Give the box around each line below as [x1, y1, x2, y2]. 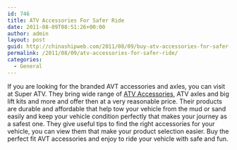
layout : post [7, 37, 46, 44]
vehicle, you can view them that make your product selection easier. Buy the [7, 127, 229, 135]
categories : [7, 56, 42, 63]
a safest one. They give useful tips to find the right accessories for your [7, 119, 215, 127]
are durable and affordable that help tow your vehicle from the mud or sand [7, 104, 226, 113]
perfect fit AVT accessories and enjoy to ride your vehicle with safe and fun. [7, 135, 229, 143]
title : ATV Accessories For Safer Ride [7, 17, 125, 24]
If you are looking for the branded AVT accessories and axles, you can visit [7, 82, 226, 90]
